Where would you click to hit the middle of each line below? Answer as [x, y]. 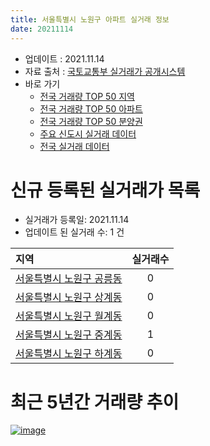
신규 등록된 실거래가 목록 [105, 190]
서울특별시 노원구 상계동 [69, 298]
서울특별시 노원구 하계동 [69, 354]
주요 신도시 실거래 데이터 [88, 133]
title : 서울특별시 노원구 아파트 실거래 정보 [90, 19]
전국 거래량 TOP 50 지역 [87, 96]
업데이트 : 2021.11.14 [64, 58]
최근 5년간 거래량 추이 [95, 402]
